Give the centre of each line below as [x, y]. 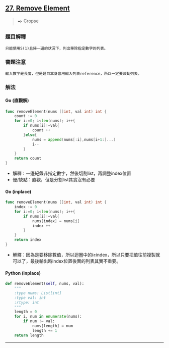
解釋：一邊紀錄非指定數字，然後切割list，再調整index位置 [72, 173]
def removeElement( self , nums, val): [45, 284]
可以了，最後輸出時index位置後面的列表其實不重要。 [67, 261]
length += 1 [45, 330]
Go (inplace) [18, 191]
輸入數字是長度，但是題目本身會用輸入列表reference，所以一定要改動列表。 [73, 74]
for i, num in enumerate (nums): [48, 317]
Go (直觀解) [17, 100]
